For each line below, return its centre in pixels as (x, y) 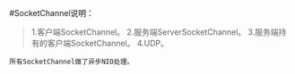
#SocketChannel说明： (52, 13)
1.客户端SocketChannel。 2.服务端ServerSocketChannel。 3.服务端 (155, 32)
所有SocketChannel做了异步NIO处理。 (72, 62)
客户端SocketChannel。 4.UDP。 (108, 43)
